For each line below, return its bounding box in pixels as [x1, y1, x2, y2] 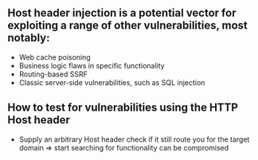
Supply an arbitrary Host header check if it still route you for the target [18, 135, 250, 144]
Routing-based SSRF [18, 69, 88, 79]
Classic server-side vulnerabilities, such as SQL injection [18, 77, 205, 87]
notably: [7, 31, 50, 45]
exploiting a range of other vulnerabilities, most [7, 19, 248, 33]
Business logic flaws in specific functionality [18, 60, 165, 70]
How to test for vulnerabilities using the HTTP [7, 101, 238, 115]
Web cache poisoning [18, 52, 91, 62]
